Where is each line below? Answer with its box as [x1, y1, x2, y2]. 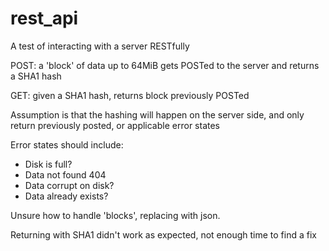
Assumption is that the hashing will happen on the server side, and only [10, 108, 305, 121]
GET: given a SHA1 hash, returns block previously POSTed [10, 89, 250, 101]
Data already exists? [24, 190, 109, 202]
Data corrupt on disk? [24, 179, 115, 191]
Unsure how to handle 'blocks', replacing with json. [10, 209, 221, 221]
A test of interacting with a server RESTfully [10, 40, 190, 52]
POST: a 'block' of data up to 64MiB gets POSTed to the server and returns [10, 59, 320, 71]
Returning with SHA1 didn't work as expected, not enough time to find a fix [10, 228, 317, 241]
